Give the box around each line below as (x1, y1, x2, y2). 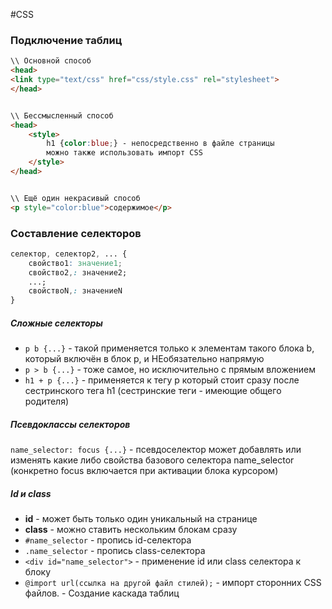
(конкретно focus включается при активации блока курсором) (10, 465, 279, 477)
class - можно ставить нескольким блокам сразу (24, 524, 238, 536)
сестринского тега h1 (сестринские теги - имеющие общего (24, 385, 282, 397)
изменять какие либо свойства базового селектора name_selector (10, 454, 295, 466)
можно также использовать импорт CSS (46, 148, 203, 158)
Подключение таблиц (10, 33, 123, 47)
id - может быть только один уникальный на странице (24, 513, 258, 525)
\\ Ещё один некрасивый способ (10, 193, 141, 203)
